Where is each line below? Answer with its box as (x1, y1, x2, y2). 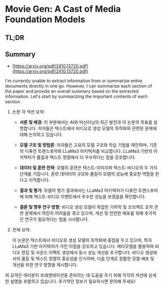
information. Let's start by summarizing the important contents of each (5, 93, 148, 99)
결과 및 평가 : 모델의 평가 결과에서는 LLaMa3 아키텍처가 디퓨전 (19, 188, 137, 194)
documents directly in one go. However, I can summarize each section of (5, 83, 153, 89)
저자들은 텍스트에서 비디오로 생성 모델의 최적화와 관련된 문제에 (38, 125, 157, 131)
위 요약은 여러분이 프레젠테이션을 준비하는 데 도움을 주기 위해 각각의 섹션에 (5, 272, 148, 278)
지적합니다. (28, 177, 50, 183)
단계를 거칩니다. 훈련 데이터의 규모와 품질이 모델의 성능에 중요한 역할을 (19, 171, 154, 177)
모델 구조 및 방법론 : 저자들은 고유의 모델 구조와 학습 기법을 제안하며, (19, 142, 148, 148)
